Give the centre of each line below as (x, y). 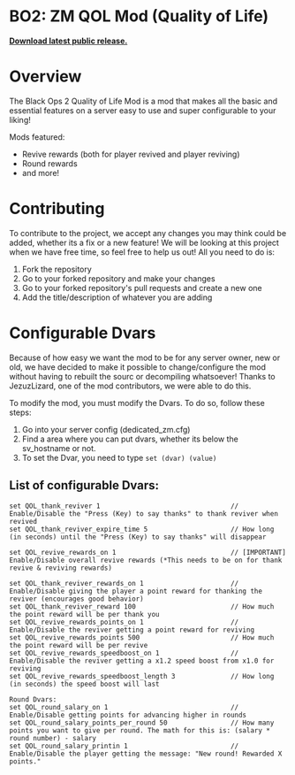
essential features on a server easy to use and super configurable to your (143, 110)
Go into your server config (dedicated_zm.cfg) (106, 429)
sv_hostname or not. (59, 448)
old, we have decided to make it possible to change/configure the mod (138, 367)
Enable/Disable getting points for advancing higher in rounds (128, 715)
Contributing (57, 209)
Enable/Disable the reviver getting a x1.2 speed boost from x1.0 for (142, 661)
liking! (20, 119)
